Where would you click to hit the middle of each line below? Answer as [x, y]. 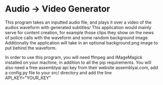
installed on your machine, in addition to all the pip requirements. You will [78, 62]
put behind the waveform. [31, 48]
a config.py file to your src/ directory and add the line [58, 72]
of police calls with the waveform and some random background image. [77, 38]
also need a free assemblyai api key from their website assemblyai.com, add [81, 67]
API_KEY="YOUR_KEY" [28, 78]
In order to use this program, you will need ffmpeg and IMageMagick [74, 57]
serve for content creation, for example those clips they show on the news [80, 32]
